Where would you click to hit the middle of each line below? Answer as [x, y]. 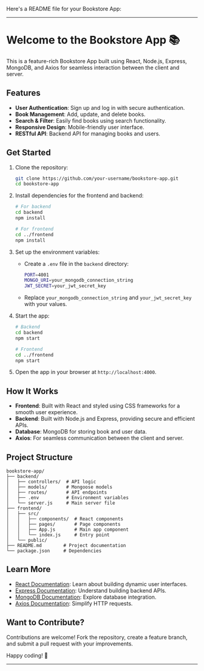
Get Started [29, 153]
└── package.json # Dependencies [54, 551]
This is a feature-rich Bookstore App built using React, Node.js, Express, [97, 61]
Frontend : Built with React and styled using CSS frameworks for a [97, 406]
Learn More [29, 569]
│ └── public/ [27, 540]
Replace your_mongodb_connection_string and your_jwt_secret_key [108, 298]
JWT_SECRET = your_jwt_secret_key [65, 286]
